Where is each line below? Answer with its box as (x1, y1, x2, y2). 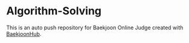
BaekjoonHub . (6, 30, 42, 37)
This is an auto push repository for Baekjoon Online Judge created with (6, 24, 184, 31)
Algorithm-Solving (6, 4, 101, 18)
